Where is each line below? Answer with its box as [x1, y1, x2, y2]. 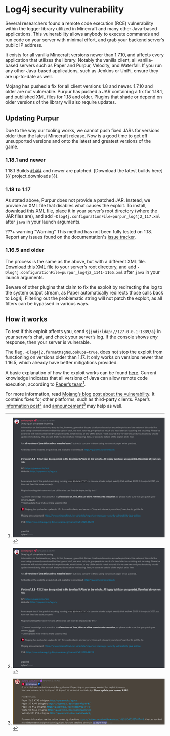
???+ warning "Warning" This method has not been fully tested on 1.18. [5, 229, 153, 235]
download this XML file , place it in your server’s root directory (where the [5, 208, 158, 214]
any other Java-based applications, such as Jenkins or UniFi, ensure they [5, 67, 158, 74]
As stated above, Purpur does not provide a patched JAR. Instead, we [5, 197, 151, 203]
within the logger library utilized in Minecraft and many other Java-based [5, 25, 157, 31]
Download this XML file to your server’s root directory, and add [5, 264, 137, 270]
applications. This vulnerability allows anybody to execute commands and [5, 31, 159, 37]
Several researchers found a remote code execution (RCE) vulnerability [5, 20, 153, 26]
